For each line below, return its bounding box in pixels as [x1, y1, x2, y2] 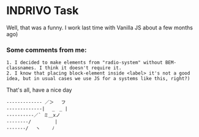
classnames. [6, 65, 37, 71]
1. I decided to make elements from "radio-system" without [6, 59, 163, 66]
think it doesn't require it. [45, 65, 122, 71]
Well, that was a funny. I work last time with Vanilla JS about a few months [6, 24, 193, 31]
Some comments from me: [6, 45, 87, 54]
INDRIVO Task [6, 4, 79, 18]
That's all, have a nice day [6, 86, 72, 94]
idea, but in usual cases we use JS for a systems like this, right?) [6, 76, 190, 82]
